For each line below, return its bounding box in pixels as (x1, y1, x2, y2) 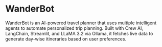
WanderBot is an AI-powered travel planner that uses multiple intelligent (5, 20, 157, 26)
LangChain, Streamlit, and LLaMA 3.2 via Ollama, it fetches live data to (5, 30, 153, 36)
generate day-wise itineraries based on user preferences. (5, 36, 127, 42)
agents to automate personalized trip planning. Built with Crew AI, (5, 25, 144, 31)
